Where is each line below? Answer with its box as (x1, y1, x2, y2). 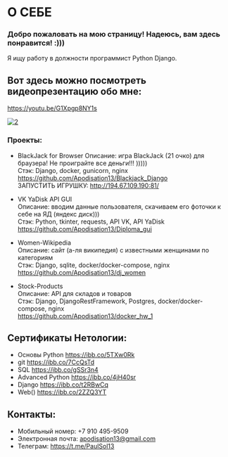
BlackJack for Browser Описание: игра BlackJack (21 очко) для (17, 151, 205, 160)
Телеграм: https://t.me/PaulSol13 (17, 442, 115, 451)
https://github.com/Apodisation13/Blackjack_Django (17, 174, 168, 182)
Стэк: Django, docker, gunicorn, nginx (17, 166, 129, 174)
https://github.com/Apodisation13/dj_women (17, 268, 146, 276)
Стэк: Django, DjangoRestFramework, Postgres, (17, 297, 157, 305)
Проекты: (7, 135, 42, 145)
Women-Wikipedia (17, 238, 72, 247)
